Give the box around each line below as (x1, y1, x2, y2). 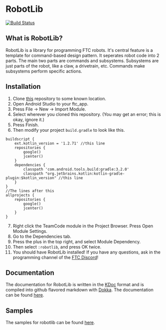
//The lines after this (5, 188, 55, 193)
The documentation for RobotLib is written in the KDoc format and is (5, 282, 144, 288)
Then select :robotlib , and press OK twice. (12, 244, 101, 250)
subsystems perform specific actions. (5, 68, 83, 74)
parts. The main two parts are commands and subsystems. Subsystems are (5, 58, 159, 64)
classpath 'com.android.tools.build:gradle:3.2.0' (23, 167, 130, 172)
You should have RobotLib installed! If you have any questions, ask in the (12, 249, 161, 255)
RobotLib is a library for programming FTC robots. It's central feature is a (5, 47, 153, 53)
